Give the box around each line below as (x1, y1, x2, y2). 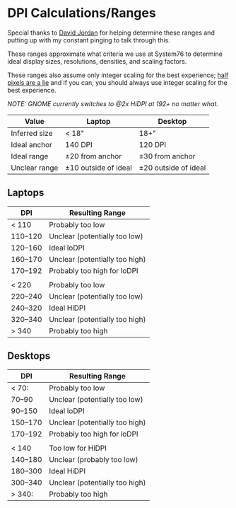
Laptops (7, 187, 45, 199)
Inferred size (11, 128, 53, 138)
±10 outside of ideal (64, 163, 132, 173)
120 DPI (138, 139, 167, 149)
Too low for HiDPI (49, 443, 107, 453)
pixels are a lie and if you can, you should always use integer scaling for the (7, 78, 228, 86)
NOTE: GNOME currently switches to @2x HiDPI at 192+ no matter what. (7, 99, 219, 108)
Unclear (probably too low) (49, 454, 138, 464)
